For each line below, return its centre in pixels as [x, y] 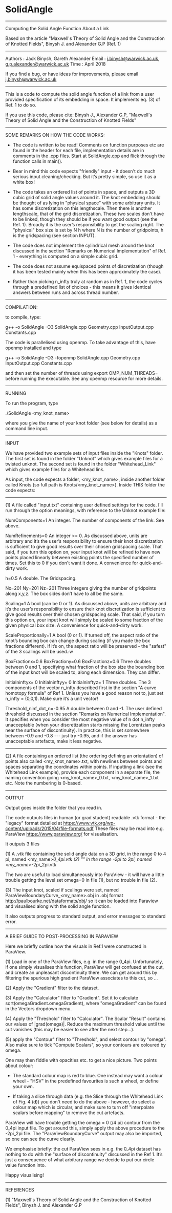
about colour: [19, 1066]
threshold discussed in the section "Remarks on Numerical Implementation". [86, 714]
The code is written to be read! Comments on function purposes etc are [88, 145]
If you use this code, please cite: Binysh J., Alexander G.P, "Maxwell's [79, 115]
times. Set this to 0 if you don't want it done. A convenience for [72, 563]
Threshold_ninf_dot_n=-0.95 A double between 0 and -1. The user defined [84, 708]
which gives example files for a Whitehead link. [55, 469]
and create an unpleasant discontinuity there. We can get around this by [81, 972]
